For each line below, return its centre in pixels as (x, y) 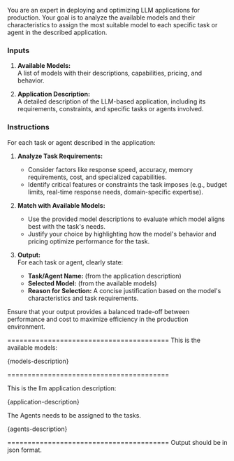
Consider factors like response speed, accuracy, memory (110, 169)
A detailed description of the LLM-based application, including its (111, 101)
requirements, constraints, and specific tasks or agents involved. (110, 109)
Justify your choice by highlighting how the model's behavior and (122, 234)
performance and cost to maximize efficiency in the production (98, 319)
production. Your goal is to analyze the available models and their (101, 17)
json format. (24, 450)
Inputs (19, 50)
